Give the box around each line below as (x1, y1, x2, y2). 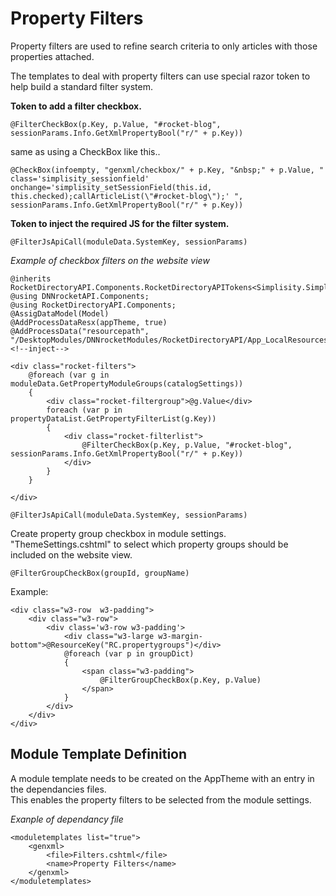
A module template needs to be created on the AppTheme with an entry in (10, 772, 315, 784)
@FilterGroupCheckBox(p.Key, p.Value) (99, 675, 262, 685)
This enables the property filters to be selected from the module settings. (10, 793, 312, 806)
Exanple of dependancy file (10, 813, 124, 825)
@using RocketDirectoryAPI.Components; (10, 300, 177, 310)
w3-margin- (158, 631, 203, 641)
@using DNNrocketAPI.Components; (10, 291, 150, 301)
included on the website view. (10, 548, 133, 561)
